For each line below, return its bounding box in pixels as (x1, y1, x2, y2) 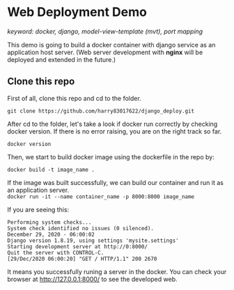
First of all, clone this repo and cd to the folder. (7, 94, 141, 102)
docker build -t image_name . (7, 166, 95, 173)
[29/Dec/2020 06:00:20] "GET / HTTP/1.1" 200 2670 (7, 255, 157, 262)
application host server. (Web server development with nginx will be (7, 48, 203, 56)
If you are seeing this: (7, 205, 70, 214)
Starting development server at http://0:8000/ (7, 243, 148, 250)
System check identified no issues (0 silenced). (7, 225, 155, 232)
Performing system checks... (7, 218, 92, 226)
